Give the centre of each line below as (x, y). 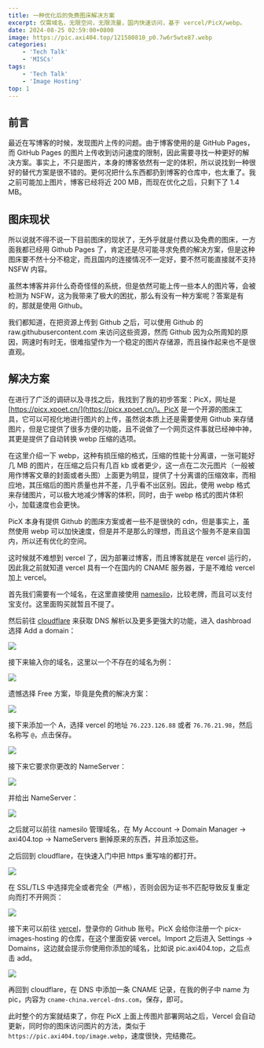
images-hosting (33, 938)
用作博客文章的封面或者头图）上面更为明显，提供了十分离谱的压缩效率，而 (128, 475)
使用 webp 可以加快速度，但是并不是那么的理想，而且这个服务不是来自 (129, 531)
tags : (17, 67)
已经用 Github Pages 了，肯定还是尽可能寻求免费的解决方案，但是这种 (142, 249)
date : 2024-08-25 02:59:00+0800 (61, 30)
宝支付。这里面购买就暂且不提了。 (63, 603)
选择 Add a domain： (42, 630)
